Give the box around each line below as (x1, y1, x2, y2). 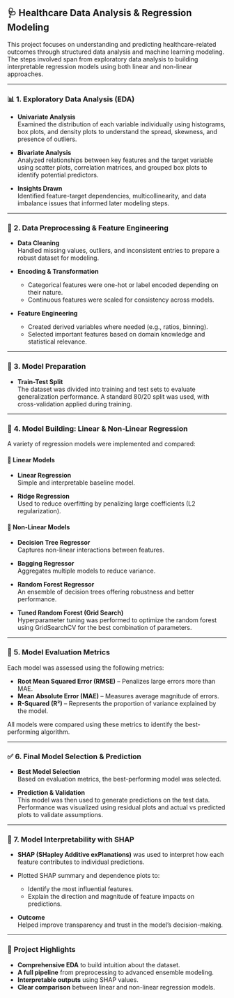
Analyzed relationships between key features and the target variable (17, 156, 214, 164)
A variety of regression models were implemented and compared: (7, 440, 196, 448)
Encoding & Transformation (17, 267, 99, 276)
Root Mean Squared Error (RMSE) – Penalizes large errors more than (17, 677, 216, 685)
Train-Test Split (17, 377, 63, 386)
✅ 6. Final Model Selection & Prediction (7, 751, 141, 761)
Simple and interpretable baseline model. (17, 478, 136, 487)
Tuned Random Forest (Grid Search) (17, 608, 124, 617)
